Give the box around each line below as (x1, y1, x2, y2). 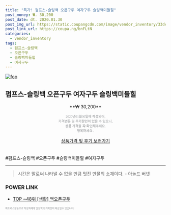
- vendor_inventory (10, 36, 51, 41)
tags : (5, 41, 17, 46)
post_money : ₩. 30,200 (5, 12, 53, 17)
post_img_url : (5, 21, 36, 27)
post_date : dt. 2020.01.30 (5, 17, 63, 22)
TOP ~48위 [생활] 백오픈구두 (12, 196, 71, 202)
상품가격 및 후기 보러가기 (61, 138, 110, 144)
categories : (5, 31, 31, 36)
